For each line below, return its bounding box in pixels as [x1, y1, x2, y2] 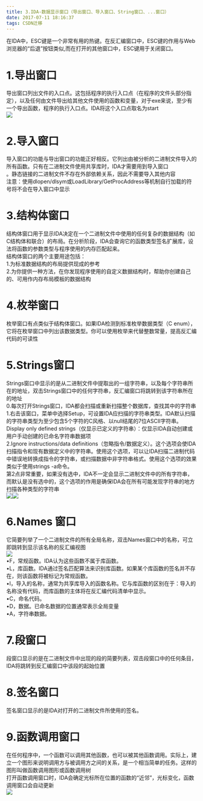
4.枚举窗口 [6, 299, 59, 313]
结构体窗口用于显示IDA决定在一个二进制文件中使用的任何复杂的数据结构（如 [6, 230, 195, 238]
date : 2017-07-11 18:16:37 [6, 15, 74, 21]
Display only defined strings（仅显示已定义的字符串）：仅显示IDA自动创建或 [6, 425, 193, 432]
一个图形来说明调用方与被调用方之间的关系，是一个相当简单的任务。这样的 [11, 759, 197, 766]
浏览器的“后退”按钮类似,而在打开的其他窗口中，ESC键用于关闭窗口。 [6, 45, 176, 52]
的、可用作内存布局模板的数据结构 [6, 276, 91, 283]
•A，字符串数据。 [6, 610, 50, 617]
